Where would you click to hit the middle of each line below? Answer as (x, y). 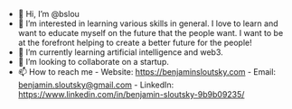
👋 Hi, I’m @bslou (48, 14)
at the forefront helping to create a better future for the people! (135, 42)
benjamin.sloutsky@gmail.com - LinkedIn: (96, 85)
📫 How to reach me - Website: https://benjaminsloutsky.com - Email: (147, 72)
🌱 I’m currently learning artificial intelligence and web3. (120, 52)
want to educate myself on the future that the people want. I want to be (151, 33)
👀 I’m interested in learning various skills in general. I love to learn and (148, 23)
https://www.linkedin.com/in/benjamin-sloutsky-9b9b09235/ (131, 94)
